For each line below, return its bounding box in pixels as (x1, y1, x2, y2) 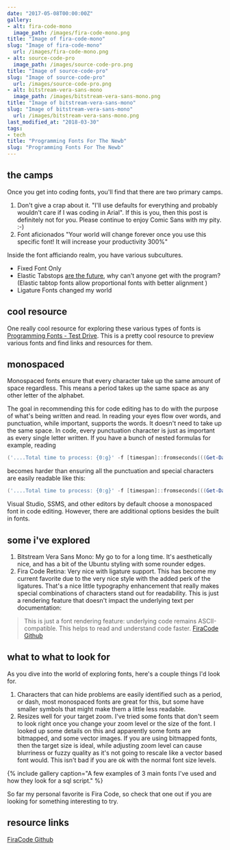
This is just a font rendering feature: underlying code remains (23, 617, 197, 625)
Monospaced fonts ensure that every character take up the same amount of (7, 377, 221, 385)
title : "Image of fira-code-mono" (7, 36, 106, 43)
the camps (7, 170, 53, 181)
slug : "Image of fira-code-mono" (7, 42, 103, 49)
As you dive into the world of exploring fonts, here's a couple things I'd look (7, 669, 220, 678)
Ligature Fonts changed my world (16, 286, 112, 294)
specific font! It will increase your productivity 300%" (16, 238, 168, 246)
